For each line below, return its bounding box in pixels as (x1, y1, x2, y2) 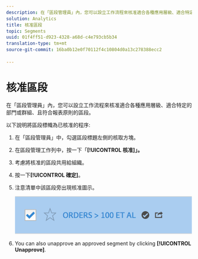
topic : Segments (6, 28, 46, 34)
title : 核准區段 (6, 22, 42, 28)
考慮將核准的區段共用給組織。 (14, 159, 87, 166)
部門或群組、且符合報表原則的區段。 (6, 109, 94, 116)
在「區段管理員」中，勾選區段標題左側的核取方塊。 (14, 134, 139, 141)
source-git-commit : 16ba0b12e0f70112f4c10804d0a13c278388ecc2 (6, 47, 162, 53)
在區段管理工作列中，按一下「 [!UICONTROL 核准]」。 (14, 146, 143, 153)
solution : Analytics (6, 15, 57, 22)
